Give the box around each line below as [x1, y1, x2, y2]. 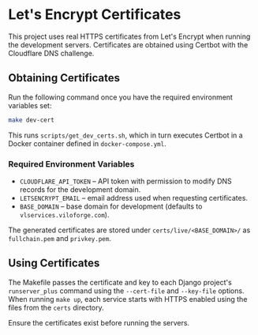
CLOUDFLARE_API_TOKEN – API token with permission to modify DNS [19, 176, 233, 186]
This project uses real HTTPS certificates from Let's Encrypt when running [8, 32, 251, 41]
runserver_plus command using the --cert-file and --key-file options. [8, 286, 245, 295]
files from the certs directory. [8, 303, 104, 312]
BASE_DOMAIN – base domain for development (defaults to [19, 201, 203, 211]
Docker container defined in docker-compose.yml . [8, 138, 167, 148]
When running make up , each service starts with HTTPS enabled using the [8, 294, 248, 303]
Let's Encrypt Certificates [8, 6, 181, 24]
